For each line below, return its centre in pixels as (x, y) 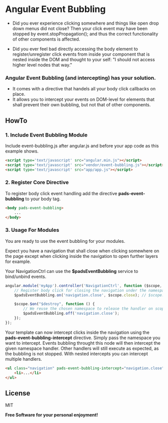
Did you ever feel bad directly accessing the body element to (75, 49)
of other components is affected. (46, 39)
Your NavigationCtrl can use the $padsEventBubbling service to (72, 271)
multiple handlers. (24, 359)
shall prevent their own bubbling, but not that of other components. (81, 105)
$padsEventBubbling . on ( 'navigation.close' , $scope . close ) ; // (80, 295)
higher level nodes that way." (42, 65)
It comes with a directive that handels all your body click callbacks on (84, 89)
